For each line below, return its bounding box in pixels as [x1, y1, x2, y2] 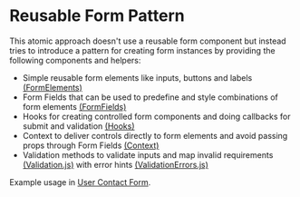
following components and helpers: [9, 54, 141, 65]
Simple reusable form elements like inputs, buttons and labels [22, 72, 253, 83]
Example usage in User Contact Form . [9, 176, 151, 187]
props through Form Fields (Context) [22, 140, 160, 151]
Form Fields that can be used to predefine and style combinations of [22, 92, 278, 103]
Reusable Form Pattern [9, 5, 185, 26]
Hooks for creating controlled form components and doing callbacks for [22, 111, 292, 122]
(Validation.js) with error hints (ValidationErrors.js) [22, 159, 208, 170]
